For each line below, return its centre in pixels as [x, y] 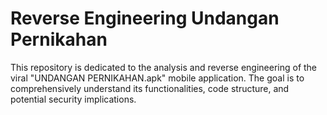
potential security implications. [73, 99]
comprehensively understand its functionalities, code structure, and [150, 88]
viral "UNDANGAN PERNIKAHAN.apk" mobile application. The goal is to [157, 78]
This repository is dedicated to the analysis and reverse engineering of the [164, 67]
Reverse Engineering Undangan [145, 18]
